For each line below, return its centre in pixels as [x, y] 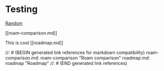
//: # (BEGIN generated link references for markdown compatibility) [75, 52]
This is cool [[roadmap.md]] [34, 43]
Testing [22, 9]
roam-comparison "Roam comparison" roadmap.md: [95, 58]
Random [14, 23]
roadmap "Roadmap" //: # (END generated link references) [66, 63]
